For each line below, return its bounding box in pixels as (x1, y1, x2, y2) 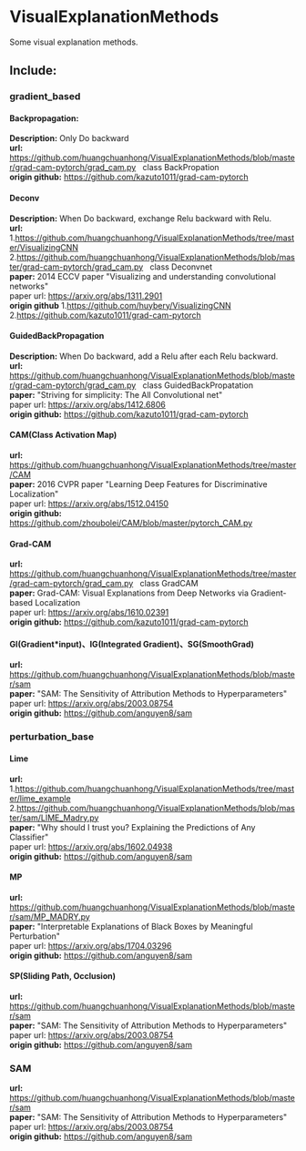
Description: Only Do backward (9, 133, 129, 144)
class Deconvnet (149, 261, 212, 272)
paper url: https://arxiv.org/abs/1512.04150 (9, 498, 169, 509)
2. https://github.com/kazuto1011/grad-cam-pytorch (9, 310, 202, 321)
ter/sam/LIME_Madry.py (9, 812, 99, 823)
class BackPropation (142, 162, 220, 173)
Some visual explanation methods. (9, 36, 138, 47)
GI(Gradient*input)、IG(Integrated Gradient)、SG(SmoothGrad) (9, 638, 255, 649)
